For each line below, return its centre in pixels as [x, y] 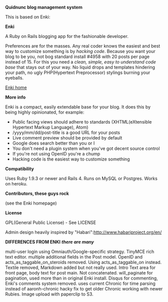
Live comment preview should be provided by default [67, 138]
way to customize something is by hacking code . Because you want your [80, 51]
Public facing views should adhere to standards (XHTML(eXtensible [82, 122]
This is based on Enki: [28, 17]
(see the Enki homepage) [31, 203]
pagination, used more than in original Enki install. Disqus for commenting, [82, 278]
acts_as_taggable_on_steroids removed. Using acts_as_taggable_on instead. [83, 262]
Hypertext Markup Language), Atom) [50, 127]
